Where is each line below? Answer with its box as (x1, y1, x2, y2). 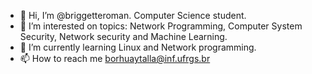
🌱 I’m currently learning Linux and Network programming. (19, 41, 257, 53)
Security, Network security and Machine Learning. (19, 31, 228, 42)
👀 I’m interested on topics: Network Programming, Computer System (19, 20, 303, 32)
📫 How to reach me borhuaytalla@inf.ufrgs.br (19, 53, 211, 64)
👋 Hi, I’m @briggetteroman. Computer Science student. (19, 10, 247, 21)
